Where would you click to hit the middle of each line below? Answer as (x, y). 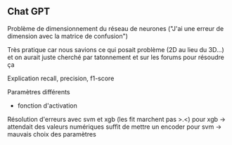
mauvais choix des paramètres (52, 134)
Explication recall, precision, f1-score (61, 78)
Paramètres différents (39, 92)
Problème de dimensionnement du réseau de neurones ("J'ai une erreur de (116, 28)
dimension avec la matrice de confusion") (68, 36)
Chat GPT (29, 12)
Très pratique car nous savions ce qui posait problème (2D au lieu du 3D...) (116, 49)
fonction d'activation (47, 106)
